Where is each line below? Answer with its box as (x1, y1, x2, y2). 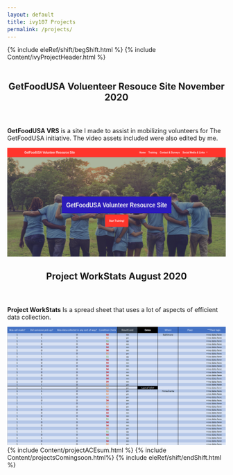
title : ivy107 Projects (7, 18, 76, 26)
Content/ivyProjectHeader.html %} (7, 53, 106, 62)
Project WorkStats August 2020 (46, 270, 187, 282)
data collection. (7, 313, 51, 321)
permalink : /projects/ (7, 26, 73, 33)
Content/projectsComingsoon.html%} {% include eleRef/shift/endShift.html (7, 453, 222, 461)
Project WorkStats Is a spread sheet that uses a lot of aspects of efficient (7, 305, 218, 313)
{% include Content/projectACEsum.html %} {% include (7, 446, 166, 454)
